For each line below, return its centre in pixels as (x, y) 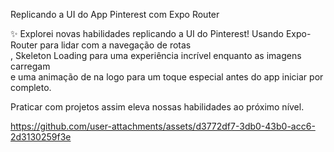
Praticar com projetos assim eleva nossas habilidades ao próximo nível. (157, 107)
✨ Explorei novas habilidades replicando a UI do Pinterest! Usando (147, 33)
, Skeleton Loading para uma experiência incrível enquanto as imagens (156, 55)
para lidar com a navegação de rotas (115, 45)
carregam (30, 66)
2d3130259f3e (41, 137)
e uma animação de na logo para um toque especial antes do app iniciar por (167, 77)
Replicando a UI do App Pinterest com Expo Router (115, 14)
